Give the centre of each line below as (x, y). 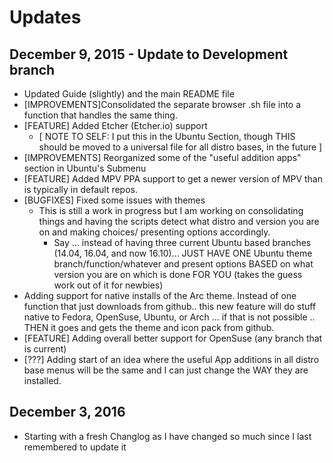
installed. (42, 380)
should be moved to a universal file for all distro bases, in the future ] (180, 147)
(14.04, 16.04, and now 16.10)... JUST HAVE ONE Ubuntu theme (183, 253)
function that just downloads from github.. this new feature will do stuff (170, 306)
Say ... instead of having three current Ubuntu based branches (182, 242)
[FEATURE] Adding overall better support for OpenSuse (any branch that (173, 338)
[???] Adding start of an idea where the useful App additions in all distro (171, 359)
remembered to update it (75, 447)
